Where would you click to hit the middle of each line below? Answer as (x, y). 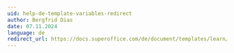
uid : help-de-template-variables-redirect (70, 13)
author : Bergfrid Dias (40, 20)
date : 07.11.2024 (32, 26)
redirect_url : (28, 39)
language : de (26, 33)
